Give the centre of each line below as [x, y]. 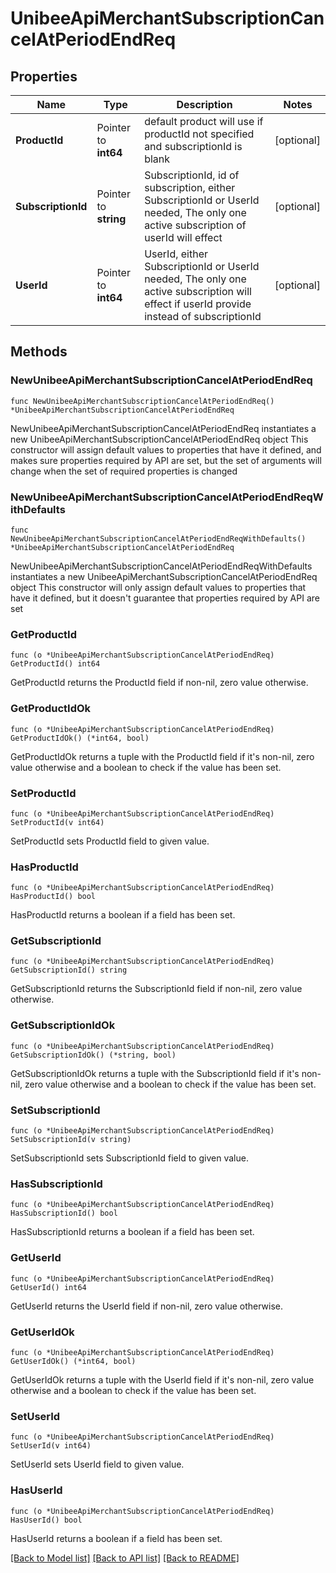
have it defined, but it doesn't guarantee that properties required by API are [165, 598]
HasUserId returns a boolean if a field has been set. [116, 1538]
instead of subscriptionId [203, 316]
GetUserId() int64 [48, 1287]
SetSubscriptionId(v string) [71, 1140]
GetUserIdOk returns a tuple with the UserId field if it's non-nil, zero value [162, 1379]
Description [204, 104]
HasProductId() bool [53, 897]
